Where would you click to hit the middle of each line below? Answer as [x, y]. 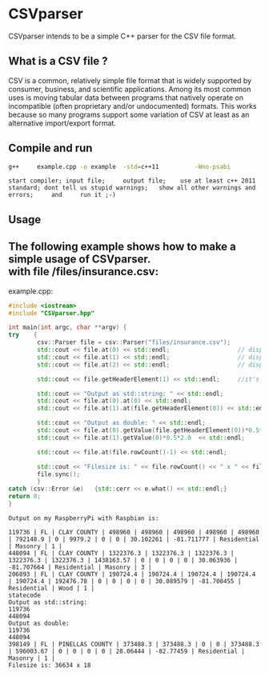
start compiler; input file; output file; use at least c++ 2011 [132, 181]
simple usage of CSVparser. [80, 260]
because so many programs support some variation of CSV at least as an [129, 114]
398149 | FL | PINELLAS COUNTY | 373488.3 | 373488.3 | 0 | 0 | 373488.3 [134, 644]
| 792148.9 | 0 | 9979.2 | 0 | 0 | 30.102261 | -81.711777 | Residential [134, 539]
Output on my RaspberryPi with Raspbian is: [84, 518]
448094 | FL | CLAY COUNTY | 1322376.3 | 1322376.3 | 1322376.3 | [121, 553]
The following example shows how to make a [122, 247]
